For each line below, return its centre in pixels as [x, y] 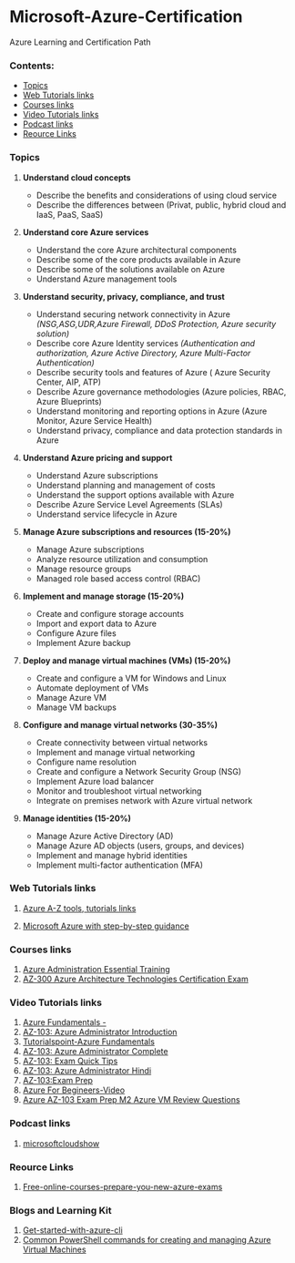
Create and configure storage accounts [110, 613]
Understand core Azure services [86, 232]
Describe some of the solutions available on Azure [131, 269]
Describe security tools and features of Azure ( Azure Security [153, 372]
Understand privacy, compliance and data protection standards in [159, 430]
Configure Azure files [76, 633]
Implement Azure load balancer [95, 781]
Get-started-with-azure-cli [72, 1230]
